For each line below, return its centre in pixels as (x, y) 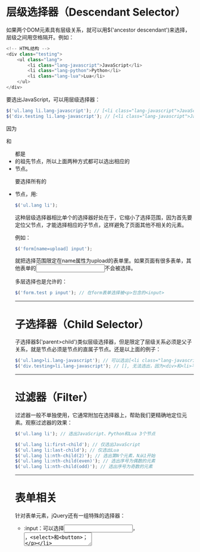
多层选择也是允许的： (41, 282)
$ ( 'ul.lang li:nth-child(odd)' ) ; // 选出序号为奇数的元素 (84, 467)
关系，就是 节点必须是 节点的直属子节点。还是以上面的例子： (88, 350)
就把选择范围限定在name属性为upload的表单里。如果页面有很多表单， (100, 261)
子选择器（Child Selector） (82, 324)
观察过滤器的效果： (49, 422)
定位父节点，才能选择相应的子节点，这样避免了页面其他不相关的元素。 (101, 224)
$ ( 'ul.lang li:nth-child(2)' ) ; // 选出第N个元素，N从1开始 (85, 456)
